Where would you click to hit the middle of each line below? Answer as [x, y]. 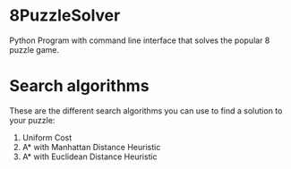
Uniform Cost [47, 137]
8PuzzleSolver [65, 16]
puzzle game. [34, 49]
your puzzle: [32, 120]
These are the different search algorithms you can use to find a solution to [146, 110]
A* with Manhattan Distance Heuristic [91, 147]
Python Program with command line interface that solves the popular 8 [140, 40]
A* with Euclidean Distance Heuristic [90, 156]
